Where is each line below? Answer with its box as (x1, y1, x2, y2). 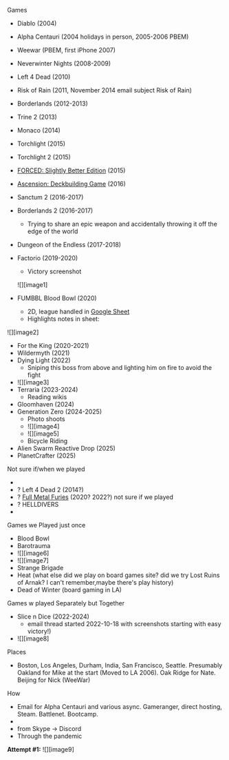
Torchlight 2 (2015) (17, 153, 71, 161)
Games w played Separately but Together (7, 599, 125, 607)
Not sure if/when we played (7, 465, 85, 473)
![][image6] (17, 549, 50, 557)
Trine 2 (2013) (17, 113, 57, 121)
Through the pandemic (17, 732, 83, 740)
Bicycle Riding (27, 437, 68, 445)
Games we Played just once (7, 521, 86, 529)
